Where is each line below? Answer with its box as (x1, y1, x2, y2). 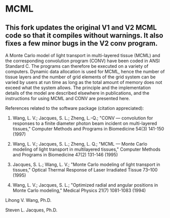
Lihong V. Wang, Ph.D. (5, 197, 52, 203)
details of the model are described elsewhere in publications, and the (5, 90, 150, 96)
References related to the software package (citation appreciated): (5, 105, 144, 111)
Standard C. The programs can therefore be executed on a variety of (5, 63, 149, 69)
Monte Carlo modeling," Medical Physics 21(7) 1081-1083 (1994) (12, 188, 146, 193)
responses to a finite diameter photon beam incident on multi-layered (12, 120, 157, 126)
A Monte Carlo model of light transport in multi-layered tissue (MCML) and (5, 53, 160, 58)
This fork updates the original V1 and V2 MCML (5, 23, 157, 32)
